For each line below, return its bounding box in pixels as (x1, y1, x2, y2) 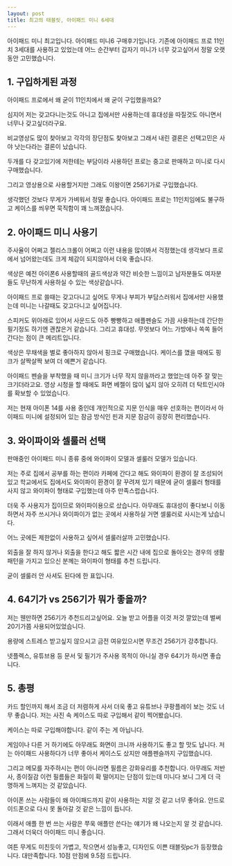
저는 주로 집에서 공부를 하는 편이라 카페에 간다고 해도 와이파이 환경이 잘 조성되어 (7, 469, 224, 477)
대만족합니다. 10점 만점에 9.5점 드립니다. (21, 851, 132, 860)
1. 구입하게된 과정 (7, 76, 78, 87)
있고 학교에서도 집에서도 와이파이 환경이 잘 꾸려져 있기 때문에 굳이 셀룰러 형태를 (7, 478, 222, 486)
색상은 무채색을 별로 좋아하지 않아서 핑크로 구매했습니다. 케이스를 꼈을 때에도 (7, 348, 215, 357)
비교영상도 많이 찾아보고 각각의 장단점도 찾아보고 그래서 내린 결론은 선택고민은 (7, 134, 218, 142)
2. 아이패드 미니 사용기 (7, 226, 98, 238)
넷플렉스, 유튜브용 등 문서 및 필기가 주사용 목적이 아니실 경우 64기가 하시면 (7, 651, 209, 659)
